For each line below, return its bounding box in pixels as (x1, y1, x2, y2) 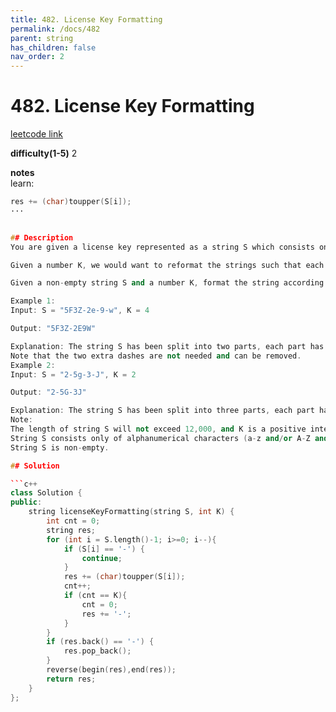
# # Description (10, 232, 74, 243)
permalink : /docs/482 (10, 24, 101, 34)
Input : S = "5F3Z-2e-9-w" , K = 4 (10, 306, 150, 316)
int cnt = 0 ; (46, 516, 101, 526)
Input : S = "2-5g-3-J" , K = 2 (10, 369, 137, 380)
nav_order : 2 (10, 52, 65, 62)
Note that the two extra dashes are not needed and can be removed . (10, 351, 302, 361)
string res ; (46, 525, 97, 535)
